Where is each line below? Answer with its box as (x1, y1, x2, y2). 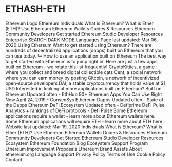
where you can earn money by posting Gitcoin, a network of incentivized (5, 75, 159, 81)
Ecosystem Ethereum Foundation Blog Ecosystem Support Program (5, 140, 148, 146)
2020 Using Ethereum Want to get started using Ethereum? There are (5, 42, 152, 48)
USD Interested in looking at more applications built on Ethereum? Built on (5, 85, 162, 91)
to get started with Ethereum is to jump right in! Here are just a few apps (5, 58, 158, 64)
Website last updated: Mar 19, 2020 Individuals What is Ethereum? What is (5, 124, 163, 130)
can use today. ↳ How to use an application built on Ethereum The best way (5, 52, 167, 59)
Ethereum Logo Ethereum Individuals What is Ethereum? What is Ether (5, 20, 154, 26)
